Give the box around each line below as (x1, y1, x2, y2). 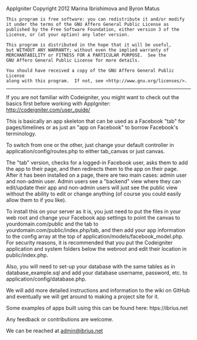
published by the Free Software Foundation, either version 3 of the (6, 26, 180, 32)
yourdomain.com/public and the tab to (6, 220, 98, 227)
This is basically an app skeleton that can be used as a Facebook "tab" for (6, 117, 185, 124)
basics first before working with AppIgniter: (6, 100, 111, 107)
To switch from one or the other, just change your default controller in (6, 142, 174, 149)
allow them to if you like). (6, 197, 67, 203)
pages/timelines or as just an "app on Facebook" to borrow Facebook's (6, 124, 179, 131)
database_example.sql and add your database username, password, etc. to (6, 270, 188, 276)
